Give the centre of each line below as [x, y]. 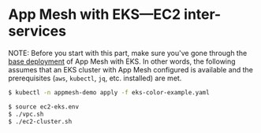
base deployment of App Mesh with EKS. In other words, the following [122, 61]
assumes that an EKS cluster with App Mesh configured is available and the [131, 69]
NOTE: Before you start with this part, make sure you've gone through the [128, 53]
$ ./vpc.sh [26, 114]
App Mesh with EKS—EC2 [95, 15]
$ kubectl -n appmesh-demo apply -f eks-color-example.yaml [109, 92]
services [37, 31]
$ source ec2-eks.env [44, 107]
